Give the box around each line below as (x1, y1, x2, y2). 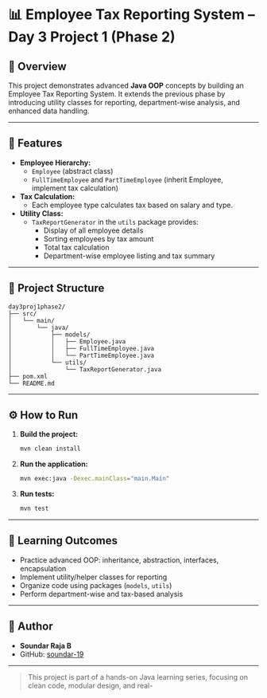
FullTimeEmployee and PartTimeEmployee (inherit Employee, (31, 174, 224, 184)
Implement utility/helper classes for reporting (19, 572, 168, 582)
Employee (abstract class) (31, 166, 114, 175)
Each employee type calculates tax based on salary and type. (31, 200, 233, 210)
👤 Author (8, 620, 53, 633)
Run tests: (19, 489, 55, 499)
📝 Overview (8, 60, 67, 73)
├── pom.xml (8, 372, 48, 380)
